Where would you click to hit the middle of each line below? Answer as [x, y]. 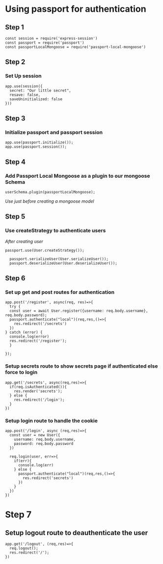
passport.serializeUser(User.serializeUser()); [59, 259]
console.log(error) [29, 337]
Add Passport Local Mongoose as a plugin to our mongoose [78, 176]
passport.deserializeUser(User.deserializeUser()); [64, 263]
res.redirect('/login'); [39, 400]
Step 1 [15, 27]
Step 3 [15, 119]
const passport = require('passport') [45, 43]
